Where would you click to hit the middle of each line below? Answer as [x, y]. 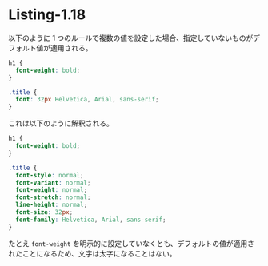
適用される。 [71, 48]
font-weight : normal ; [52, 190]
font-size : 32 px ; [44, 212]
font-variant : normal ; [53, 183]
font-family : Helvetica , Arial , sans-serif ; [91, 220]
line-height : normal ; [52, 205]
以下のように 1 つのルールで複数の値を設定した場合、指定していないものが [131, 38]
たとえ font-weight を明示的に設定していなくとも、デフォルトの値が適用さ [131, 243]
